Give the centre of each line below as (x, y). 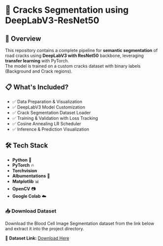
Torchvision (25, 170)
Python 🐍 (22, 160)
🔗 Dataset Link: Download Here (37, 238)
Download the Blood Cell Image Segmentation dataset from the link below (80, 223)
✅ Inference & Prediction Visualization (51, 129)
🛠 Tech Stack (27, 146)
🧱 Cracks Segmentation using (67, 10)
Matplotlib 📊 (26, 181)
